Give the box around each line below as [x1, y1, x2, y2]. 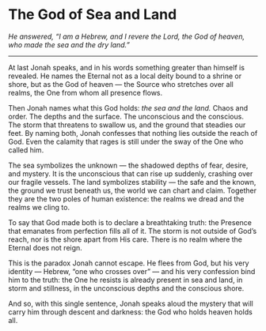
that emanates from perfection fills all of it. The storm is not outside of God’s [8, 226, 257, 235]
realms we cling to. [8, 202, 70, 212]
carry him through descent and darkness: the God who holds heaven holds [8, 307, 253, 317]
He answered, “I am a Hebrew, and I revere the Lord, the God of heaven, [8, 32, 245, 41]
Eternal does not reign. [8, 243, 83, 252]
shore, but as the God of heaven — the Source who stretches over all [8, 79, 234, 88]
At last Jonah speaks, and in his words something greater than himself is [8, 62, 245, 72]
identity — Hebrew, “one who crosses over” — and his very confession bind [8, 266, 256, 276]
